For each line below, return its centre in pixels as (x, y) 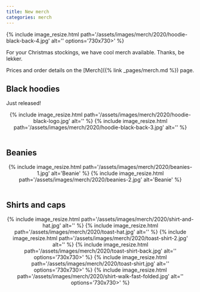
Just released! (24, 103)
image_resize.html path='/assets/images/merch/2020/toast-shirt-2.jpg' (100, 238)
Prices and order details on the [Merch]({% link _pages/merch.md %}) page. (100, 70)
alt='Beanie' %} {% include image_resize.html (107, 173)
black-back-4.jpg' (28, 41)
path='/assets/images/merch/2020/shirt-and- (137, 219)
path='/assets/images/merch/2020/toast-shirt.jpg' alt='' (100, 263)
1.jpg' (43, 173)
